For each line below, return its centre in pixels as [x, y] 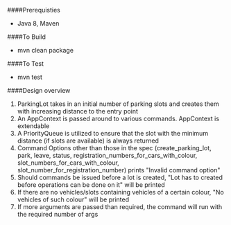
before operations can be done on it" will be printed [91, 185]
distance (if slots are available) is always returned [88, 141]
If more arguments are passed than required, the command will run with [120, 207]
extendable [33, 126]
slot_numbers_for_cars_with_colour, [68, 163]
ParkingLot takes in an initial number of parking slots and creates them [118, 104]
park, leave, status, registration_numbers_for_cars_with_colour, [107, 155]
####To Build [27, 37]
